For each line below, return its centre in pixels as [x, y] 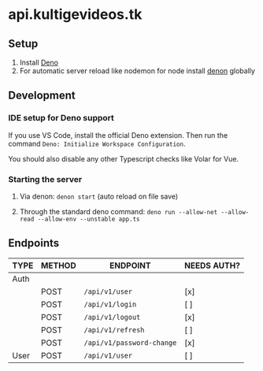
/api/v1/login [110, 304]
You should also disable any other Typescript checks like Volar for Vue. [123, 158]
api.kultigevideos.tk [75, 15]
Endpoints [34, 243]
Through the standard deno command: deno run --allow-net [119, 211]
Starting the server [45, 179]
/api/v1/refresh [114, 330]
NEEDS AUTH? [212, 265]
